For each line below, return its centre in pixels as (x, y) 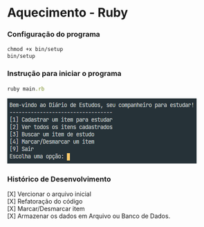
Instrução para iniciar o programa (65, 74)
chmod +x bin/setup (35, 50)
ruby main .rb (26, 89)
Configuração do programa (54, 34)
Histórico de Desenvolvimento (59, 179)
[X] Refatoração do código (45, 201)
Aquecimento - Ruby (68, 13)
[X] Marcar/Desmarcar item (46, 208)
